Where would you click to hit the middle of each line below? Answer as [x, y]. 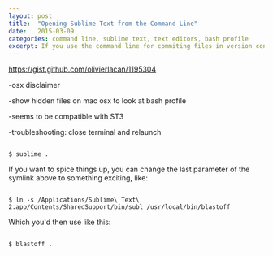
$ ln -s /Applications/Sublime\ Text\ [74, 200]
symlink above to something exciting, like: [78, 178]
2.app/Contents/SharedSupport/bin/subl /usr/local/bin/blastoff [119, 207]
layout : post [30, 16]
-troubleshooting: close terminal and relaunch [85, 132]
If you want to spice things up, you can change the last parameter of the [129, 169]
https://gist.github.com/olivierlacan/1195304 [82, 69]
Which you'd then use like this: [60, 222]
